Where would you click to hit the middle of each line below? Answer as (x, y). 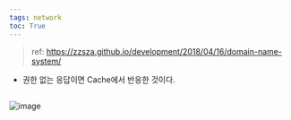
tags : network (36, 17)
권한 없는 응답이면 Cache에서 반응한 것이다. (99, 79)
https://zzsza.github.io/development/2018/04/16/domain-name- (164, 51)
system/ (46, 61)
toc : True (28, 26)
